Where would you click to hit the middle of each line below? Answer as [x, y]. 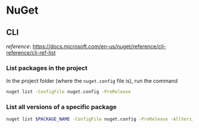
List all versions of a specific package [62, 107]
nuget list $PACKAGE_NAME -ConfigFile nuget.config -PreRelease [87, 119]
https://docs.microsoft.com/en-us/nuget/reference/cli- [99, 46]
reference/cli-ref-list [31, 53]
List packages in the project [47, 68]
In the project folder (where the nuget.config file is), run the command [92, 81]
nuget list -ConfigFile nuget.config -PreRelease [69, 92]
